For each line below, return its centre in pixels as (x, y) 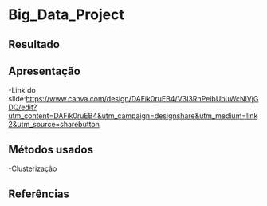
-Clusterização (33, 168)
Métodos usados (51, 149)
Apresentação (45, 71)
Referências (39, 194)
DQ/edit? (23, 107)
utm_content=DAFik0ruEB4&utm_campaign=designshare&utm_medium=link (133, 116)
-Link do (22, 90)
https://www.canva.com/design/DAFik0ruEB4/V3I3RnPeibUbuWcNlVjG (142, 99)
